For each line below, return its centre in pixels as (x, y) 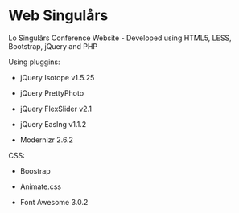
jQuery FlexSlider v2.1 (56, 109)
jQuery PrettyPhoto (52, 93)
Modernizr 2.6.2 (47, 140)
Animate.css (41, 186)
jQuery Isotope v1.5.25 (57, 77)
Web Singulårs (58, 16)
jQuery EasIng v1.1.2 (53, 124)
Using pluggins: (34, 62)
